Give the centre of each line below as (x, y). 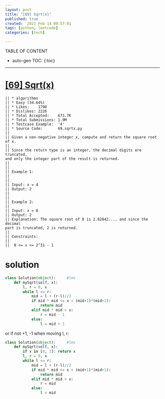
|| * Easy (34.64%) (25, 102)
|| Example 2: (20, 202)
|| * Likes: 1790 (26, 107)
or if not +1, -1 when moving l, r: (37, 333)
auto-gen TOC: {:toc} (34, 60)
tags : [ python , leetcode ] (31, 28)
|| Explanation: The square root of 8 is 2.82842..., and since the (77, 219)
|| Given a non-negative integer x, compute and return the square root (81, 137)
